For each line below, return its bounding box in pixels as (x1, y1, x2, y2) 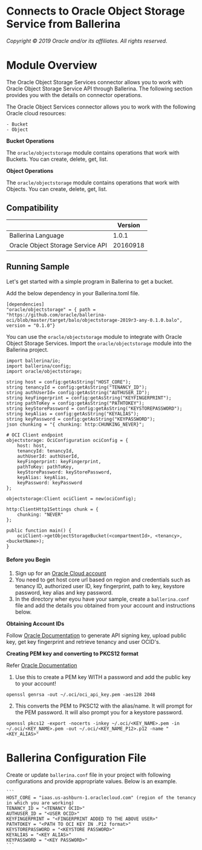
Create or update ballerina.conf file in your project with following (6, 771, 171, 778)
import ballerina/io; (6, 358, 61, 364)
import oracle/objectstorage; (6, 368, 83, 374)
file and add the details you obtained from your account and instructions (15, 601, 195, 609)
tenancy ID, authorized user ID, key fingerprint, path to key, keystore (15, 582, 185, 589)
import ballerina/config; (6, 363, 71, 369)
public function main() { (6, 527, 71, 534)
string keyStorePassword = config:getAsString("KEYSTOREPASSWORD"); (6, 405, 183, 412)
